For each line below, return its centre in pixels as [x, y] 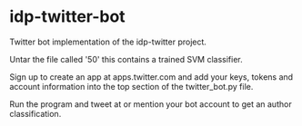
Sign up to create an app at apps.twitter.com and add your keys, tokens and [151, 77]
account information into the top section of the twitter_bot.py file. [131, 86]
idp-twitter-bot [67, 17]
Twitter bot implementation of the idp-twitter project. [108, 42]
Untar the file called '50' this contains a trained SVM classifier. [126, 59]
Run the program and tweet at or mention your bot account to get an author [151, 104]
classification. [35, 113]
